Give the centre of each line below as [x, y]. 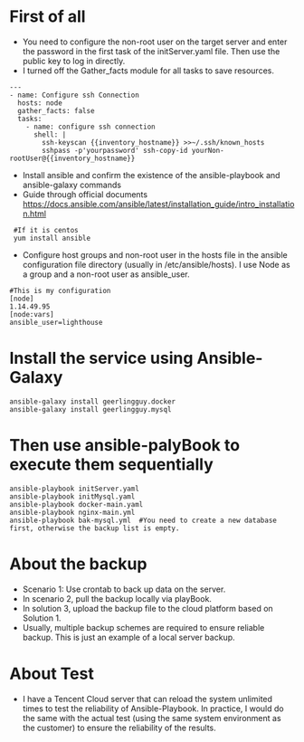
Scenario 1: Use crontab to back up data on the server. [124, 589]
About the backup [78, 564]
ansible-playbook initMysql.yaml [72, 496]
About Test [52, 674]
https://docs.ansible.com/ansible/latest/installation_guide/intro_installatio [158, 204]
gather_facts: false [56, 110]
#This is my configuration [60, 290]
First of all [47, 17]
